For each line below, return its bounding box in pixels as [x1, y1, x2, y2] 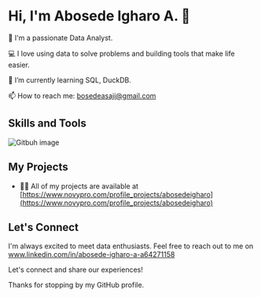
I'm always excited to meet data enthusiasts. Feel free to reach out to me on [8, 241, 254, 251]
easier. [8, 60, 30, 69]
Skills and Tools [8, 117, 86, 130]
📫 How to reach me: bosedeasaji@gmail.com [8, 90, 156, 101]
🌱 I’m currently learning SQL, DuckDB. [8, 75, 131, 85]
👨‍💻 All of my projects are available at [19, 181, 139, 191]
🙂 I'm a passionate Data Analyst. [8, 33, 113, 42]
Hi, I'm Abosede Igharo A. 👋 [8, 7, 191, 25]
